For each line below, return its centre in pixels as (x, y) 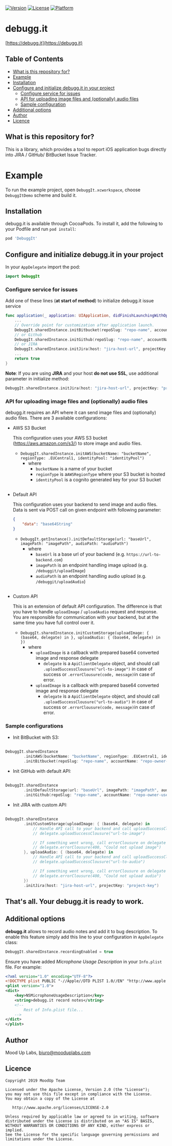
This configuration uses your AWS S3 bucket (60, 438)
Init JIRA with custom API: (40, 805)
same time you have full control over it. (53, 623)
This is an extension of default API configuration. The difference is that (87, 606)
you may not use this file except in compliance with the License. (79, 1094)
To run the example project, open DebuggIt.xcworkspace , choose (73, 190)
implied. (15, 1130)
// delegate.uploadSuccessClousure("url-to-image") (89, 833)
